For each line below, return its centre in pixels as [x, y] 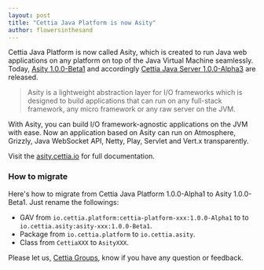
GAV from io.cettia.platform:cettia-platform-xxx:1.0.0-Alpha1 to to [134, 217]
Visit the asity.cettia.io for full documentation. [82, 156]
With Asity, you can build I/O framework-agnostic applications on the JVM [128, 124]
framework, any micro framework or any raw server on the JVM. [131, 109]
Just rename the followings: [74, 202]
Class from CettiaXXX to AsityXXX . [74, 242]
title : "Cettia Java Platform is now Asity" [82, 23]
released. [23, 77]
